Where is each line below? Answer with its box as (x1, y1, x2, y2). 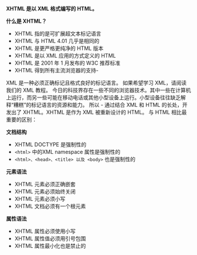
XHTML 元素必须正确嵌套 (14, 181, 76, 187)
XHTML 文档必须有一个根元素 (14, 203, 86, 210)
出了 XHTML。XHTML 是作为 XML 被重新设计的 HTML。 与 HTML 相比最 (11, 109, 187, 116)
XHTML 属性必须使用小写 (14, 228, 76, 234)
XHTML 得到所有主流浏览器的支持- (14, 67, 98, 73)
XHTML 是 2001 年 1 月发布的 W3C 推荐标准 (14, 59, 121, 66)
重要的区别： (6, 116, 37, 123)
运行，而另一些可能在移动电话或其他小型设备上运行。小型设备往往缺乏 (11, 94, 181, 101)
